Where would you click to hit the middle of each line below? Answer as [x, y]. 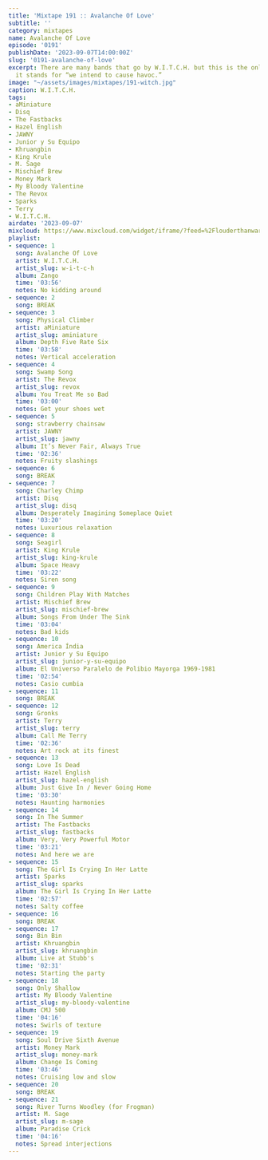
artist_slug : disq [46, 505]
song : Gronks [37, 714]
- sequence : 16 [33, 914]
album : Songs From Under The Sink [73, 617]
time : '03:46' [39, 1070]
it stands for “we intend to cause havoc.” [89, 75]
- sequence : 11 [33, 691]
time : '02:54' [39, 676]
